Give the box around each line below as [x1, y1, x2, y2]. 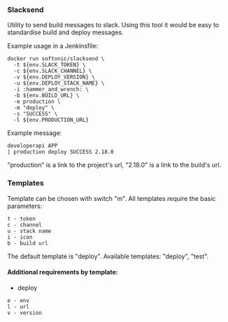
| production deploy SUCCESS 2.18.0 [7, 148, 114, 155]
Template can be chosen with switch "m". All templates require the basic [7, 194, 216, 202]
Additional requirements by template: [7, 268, 118, 276]
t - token [7, 215, 36, 222]
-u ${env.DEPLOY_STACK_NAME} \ [13, 80, 105, 87]
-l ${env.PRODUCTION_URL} [13, 117, 90, 124]
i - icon [7, 233, 33, 241]
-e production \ [13, 98, 61, 106]
